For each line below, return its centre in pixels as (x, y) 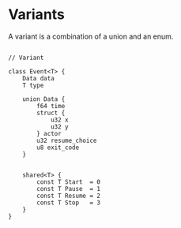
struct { (51, 113)
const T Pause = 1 (69, 189)
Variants (37, 15)
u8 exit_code (58, 148)
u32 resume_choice (67, 140)
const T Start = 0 (69, 182)
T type (33, 85)
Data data (39, 78)
